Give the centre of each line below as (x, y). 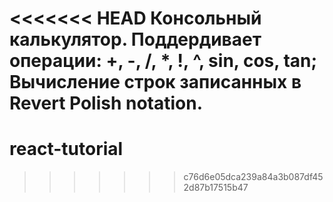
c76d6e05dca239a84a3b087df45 (253, 177)
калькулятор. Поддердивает (135, 39)
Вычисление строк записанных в (155, 82)
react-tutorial (66, 149)
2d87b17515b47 (216, 188)
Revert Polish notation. (106, 103)
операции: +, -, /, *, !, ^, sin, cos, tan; (163, 61)
